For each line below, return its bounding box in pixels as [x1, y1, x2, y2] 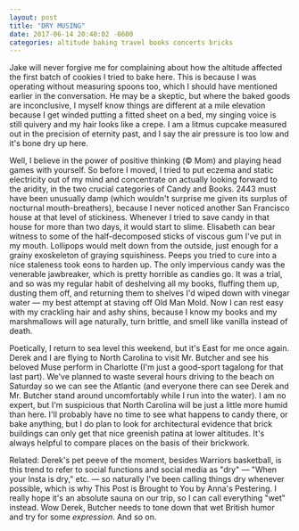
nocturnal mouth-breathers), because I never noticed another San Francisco [9, 202, 290, 214]
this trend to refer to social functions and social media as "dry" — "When [9, 464, 278, 475]
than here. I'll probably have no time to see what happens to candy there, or [9, 409, 288, 420]
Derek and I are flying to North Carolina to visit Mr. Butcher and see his [9, 353, 270, 364]
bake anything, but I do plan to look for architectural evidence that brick [9, 419, 273, 429]
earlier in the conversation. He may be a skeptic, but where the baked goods [9, 91, 291, 102]
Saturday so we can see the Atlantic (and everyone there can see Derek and [9, 380, 290, 392]
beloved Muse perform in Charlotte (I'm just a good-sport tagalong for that [9, 362, 284, 372]
